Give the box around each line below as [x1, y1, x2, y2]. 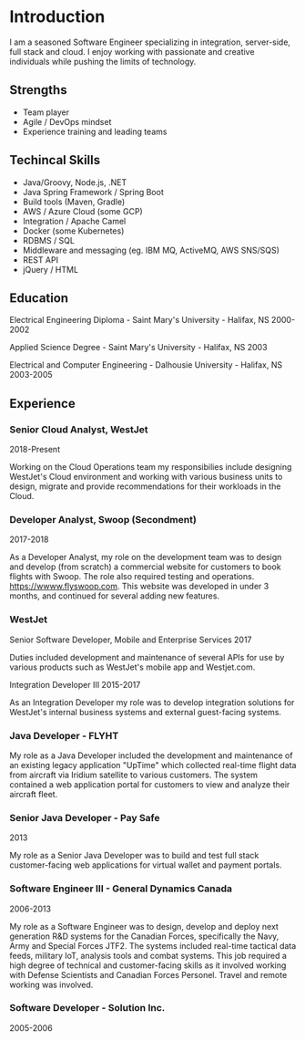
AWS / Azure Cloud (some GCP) [22, 205, 143, 216]
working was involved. [9, 979, 94, 990]
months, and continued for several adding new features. [9, 590, 220, 601]
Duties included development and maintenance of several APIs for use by [9, 651, 285, 662]
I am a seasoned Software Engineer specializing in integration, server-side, [9, 36, 291, 47]
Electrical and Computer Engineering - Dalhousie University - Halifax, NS [9, 359, 283, 370]
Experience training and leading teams [22, 126, 168, 137]
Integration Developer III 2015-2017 [9, 679, 141, 690]
